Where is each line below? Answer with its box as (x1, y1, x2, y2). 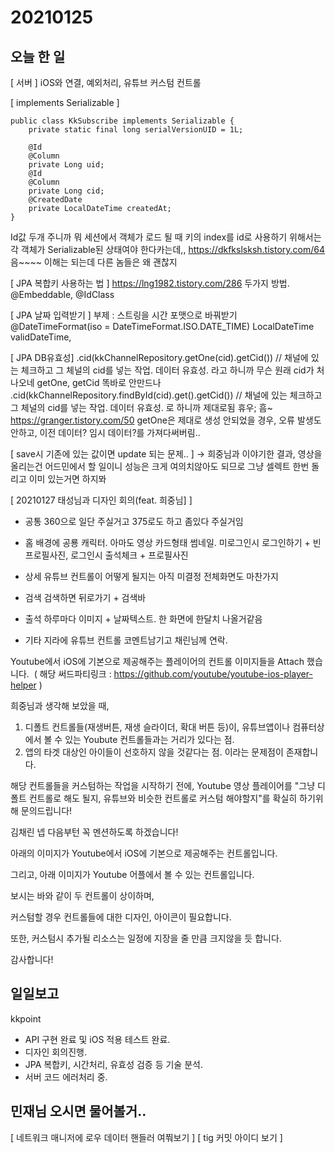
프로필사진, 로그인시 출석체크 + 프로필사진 (24, 549, 189, 561)
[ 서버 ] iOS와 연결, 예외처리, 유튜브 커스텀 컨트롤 (10, 77, 202, 88)
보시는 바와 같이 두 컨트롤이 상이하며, (10, 890, 155, 901)
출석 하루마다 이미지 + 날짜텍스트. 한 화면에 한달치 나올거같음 (24, 613, 263, 625)
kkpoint (10, 1012, 42, 1025)
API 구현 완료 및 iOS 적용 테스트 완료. (24, 1033, 171, 1045)
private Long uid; (28, 160, 105, 170)
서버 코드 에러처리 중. (24, 1071, 108, 1083)
